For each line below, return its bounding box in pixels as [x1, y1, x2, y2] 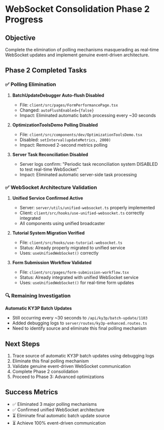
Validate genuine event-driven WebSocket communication [12, 363, 131, 369]
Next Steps [5, 340, 40, 348]
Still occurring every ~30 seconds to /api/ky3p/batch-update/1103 [12, 315, 148, 321]
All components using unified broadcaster [19, 220, 105, 226]
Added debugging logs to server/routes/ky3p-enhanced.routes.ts [12, 320, 147, 326]
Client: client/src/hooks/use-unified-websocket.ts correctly [19, 210, 145, 216]
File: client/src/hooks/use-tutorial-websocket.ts [19, 239, 123, 245]
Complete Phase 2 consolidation [12, 369, 79, 375]
